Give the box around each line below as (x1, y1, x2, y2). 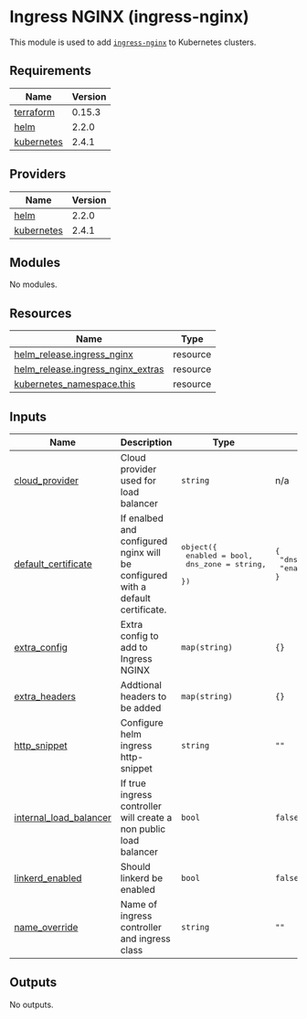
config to (120, 630, 159, 642)
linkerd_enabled (14, 872, 82, 884)
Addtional (120, 679, 163, 691)
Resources (9, 305, 72, 321)
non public (120, 823, 166, 835)
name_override (14, 921, 79, 933)
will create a (120, 812, 173, 823)
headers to (120, 690, 167, 703)
